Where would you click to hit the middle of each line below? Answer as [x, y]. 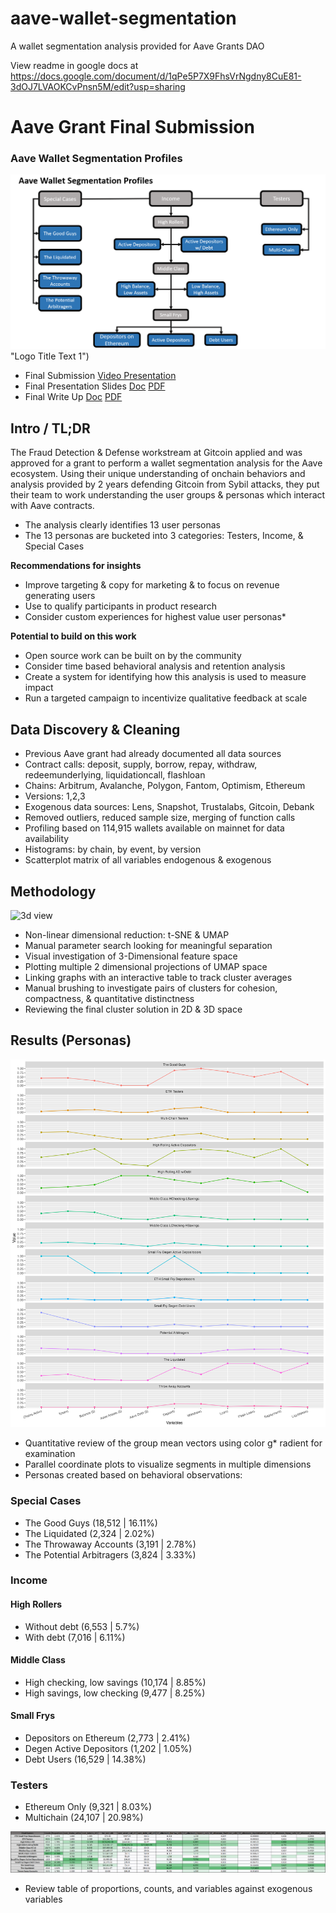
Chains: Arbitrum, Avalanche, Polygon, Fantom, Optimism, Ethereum [165, 786]
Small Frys [33, 1716]
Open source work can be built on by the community [133, 656]
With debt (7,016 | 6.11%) [75, 1637]
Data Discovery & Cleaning [95, 729]
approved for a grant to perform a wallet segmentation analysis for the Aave [166, 463]
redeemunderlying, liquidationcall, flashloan [115, 775]
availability [47, 839]
